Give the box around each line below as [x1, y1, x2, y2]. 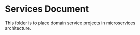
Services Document [5, 3, 89, 15]
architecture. [5, 25, 31, 31]
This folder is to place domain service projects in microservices [5, 20, 136, 26]
